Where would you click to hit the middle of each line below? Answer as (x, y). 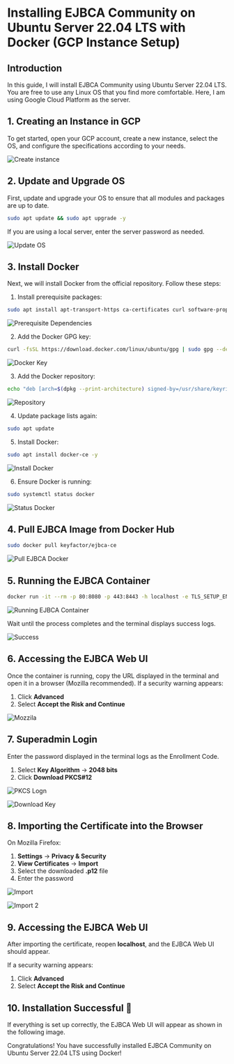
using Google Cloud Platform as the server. (69, 100)
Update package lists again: (57, 415)
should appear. (29, 952)
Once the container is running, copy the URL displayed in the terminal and (113, 676)
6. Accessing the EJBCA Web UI (78, 659)
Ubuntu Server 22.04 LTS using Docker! (64, 1053)
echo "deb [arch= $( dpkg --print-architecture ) (76, 389)
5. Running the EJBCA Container (79, 581)
